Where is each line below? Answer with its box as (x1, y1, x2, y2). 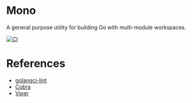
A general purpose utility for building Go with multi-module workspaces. (6, 24, 187, 31)
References (6, 57, 65, 70)
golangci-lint (15, 76, 47, 84)
